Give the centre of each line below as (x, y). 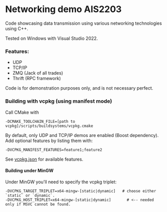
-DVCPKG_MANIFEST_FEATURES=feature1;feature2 (54, 150)
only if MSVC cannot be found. (38, 204)
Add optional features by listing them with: (49, 140)
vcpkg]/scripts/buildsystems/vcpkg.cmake (49, 126)
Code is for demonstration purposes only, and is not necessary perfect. (79, 88)
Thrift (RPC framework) (37, 79)
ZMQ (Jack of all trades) (38, 73)
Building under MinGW (29, 171)
